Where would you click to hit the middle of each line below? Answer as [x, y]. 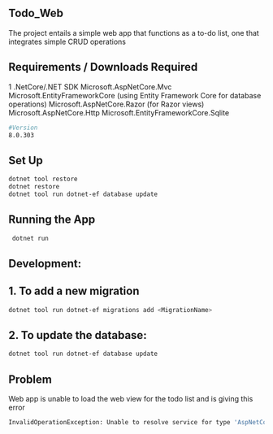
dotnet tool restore [43, 179]
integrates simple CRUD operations [67, 41]
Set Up [26, 161]
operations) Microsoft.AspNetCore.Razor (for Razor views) [106, 104]
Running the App [52, 220]
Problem [30, 379]
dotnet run [30, 238]
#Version [23, 128]
